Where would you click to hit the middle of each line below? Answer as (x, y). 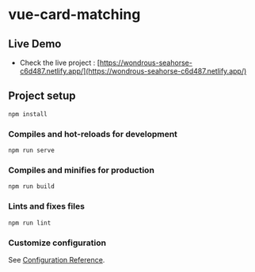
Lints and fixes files (47, 206)
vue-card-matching (74, 15)
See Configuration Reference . (57, 260)
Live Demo (35, 44)
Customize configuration (57, 243)
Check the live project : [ (60, 62)
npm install (28, 114)
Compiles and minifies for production (81, 170)
